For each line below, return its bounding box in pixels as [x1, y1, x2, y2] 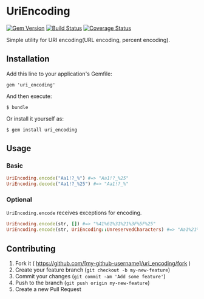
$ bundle [6, 104, 29, 110]
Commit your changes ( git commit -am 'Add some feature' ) [15, 273, 166, 280]
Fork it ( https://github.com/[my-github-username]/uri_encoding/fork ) [15, 260, 191, 267]
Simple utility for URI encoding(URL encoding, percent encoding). [6, 36, 171, 43]
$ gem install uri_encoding [6, 127, 78, 133]
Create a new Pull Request [15, 286, 82, 293]
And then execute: [6, 93, 52, 100]
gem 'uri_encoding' [6, 82, 56, 88]
